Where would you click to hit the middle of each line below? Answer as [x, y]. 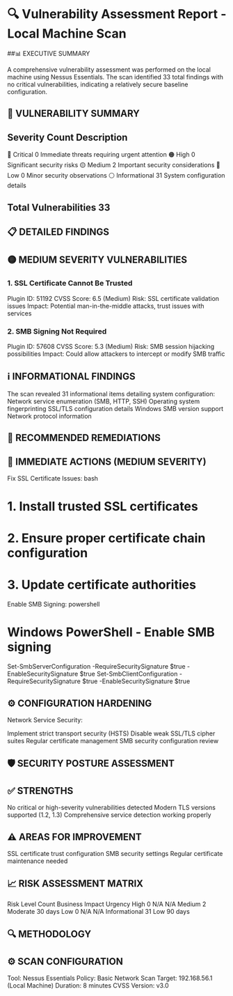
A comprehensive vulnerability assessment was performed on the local [109, 69]
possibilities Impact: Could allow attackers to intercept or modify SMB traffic [116, 354]
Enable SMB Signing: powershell [54, 605]
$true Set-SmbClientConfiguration [129, 674]
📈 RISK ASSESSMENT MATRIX [75, 884]
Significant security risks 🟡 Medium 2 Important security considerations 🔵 [114, 165]
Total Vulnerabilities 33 [59, 207]
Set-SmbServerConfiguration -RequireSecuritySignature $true [96, 667]
